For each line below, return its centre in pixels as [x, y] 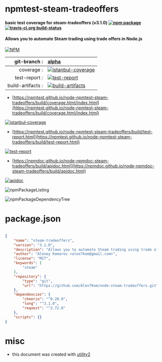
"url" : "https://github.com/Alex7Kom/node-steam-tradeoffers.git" [90, 285]
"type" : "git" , [38, 281]
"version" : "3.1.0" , [34, 245]
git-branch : [29, 62]
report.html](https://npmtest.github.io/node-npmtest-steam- [72, 137]
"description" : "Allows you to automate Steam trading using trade [83, 250]
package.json [33, 219]
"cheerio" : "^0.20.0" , [45, 299]
